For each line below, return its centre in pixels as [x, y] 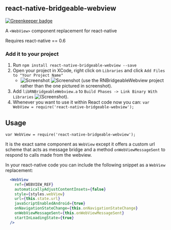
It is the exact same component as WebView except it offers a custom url [80, 144]
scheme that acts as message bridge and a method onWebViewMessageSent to [86, 149]
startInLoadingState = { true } [44, 218]
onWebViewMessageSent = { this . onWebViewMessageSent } [69, 213]
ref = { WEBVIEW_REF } [34, 184]
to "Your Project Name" [38, 76]
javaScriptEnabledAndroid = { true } [50, 204]
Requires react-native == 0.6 [35, 40]
